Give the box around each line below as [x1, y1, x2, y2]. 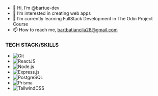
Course [12, 21, 29, 27]
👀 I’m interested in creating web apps [12, 10, 91, 16]
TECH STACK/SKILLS [5, 41, 59, 48]
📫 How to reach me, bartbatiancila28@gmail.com [12, 27, 118, 33]
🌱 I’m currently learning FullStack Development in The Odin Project [12, 16, 153, 21]
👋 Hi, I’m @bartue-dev [12, 5, 60, 11]
